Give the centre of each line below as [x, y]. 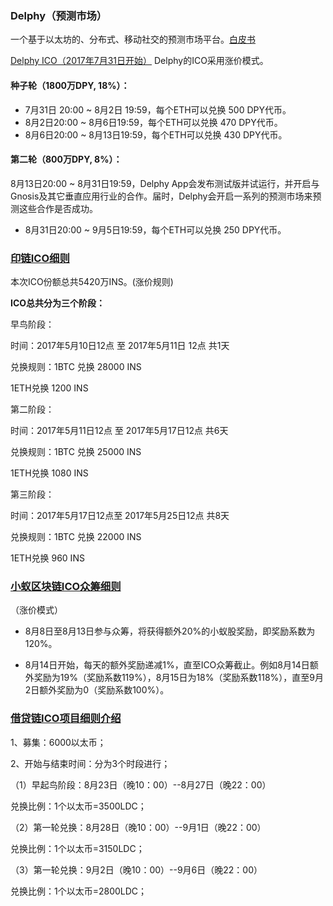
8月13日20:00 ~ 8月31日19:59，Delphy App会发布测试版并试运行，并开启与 [165, 183]
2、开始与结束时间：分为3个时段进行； [90, 763]
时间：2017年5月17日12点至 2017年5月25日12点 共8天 [120, 515]
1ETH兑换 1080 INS [49, 473]
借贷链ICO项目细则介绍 [66, 719]
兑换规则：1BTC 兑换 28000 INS [76, 366]
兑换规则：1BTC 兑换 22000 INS [76, 536]
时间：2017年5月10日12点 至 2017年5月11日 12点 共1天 [120, 345]
